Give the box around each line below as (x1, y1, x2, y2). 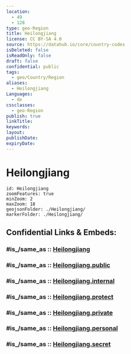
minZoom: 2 (6, 196, 33, 202)
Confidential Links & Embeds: (6, 227, 117, 237)
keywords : (6, 124, 31, 130)
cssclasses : (6, 102, 35, 108)
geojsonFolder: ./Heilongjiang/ (6, 206, 86, 212)
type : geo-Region (6, 25, 49, 31)
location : (6, 8, 31, 15)
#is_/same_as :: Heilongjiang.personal (6, 324, 118, 333)
